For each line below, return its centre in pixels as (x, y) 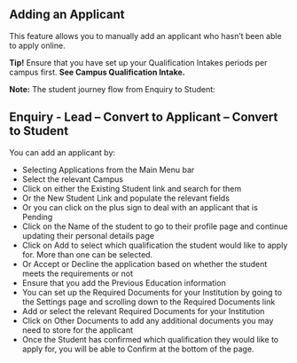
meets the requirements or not (78, 273)
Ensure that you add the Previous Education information (124, 282)
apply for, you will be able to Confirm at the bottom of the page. (138, 349)
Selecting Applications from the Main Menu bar (108, 170)
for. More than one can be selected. (87, 254)
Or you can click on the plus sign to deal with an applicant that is (140, 207)
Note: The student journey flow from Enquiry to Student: (112, 89)
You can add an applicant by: (63, 152)
